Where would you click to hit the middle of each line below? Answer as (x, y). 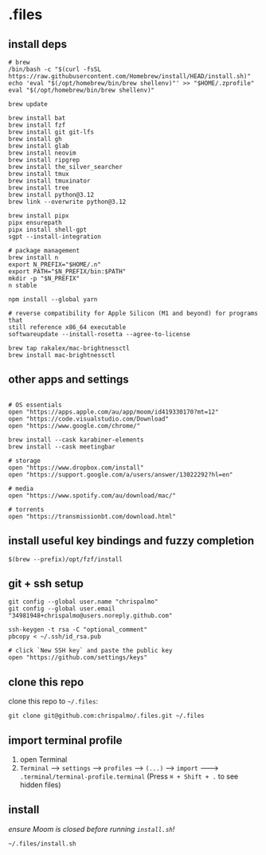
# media (21, 488)
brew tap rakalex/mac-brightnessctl (69, 348)
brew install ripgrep (44, 160)
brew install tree (39, 188)
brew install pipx (39, 216)
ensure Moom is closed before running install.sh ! (92, 829)
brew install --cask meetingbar (62, 447)
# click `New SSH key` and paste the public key (90, 651)
